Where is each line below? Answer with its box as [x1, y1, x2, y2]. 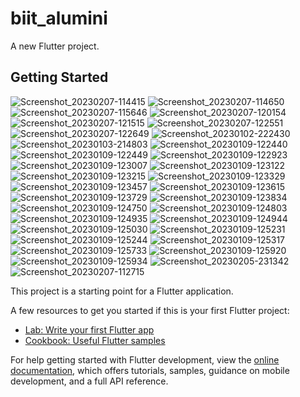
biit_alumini [10, 7, 108, 30]
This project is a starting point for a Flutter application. [10, 285, 234, 297]
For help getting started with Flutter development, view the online [10, 353, 280, 366]
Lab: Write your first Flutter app [24, 323, 155, 336]
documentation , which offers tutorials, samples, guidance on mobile [10, 364, 290, 376]
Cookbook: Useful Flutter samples [24, 334, 166, 346]
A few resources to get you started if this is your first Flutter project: [10, 304, 290, 316]
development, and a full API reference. [10, 375, 169, 387]
